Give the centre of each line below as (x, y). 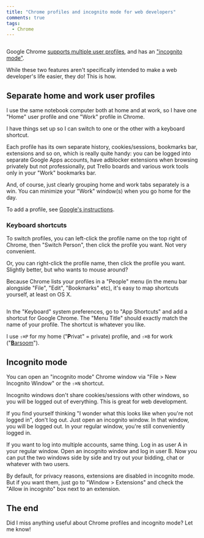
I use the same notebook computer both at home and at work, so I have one (102, 110)
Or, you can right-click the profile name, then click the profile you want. (96, 264)
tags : (13, 23)
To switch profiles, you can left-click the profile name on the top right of (97, 239)
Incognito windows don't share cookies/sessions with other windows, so (98, 395)
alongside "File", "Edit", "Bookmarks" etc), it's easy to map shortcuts (93, 288)
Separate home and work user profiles (81, 95)
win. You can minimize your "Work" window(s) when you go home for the (99, 191)
